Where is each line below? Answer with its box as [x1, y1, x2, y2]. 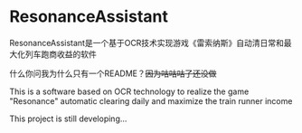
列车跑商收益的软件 [24, 48, 97, 60]
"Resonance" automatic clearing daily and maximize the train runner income [9, 95, 293, 106]
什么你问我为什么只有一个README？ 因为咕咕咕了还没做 [9, 68, 217, 79]
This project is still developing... [9, 113, 127, 124]
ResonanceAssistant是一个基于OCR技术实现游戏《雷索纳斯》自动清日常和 [9, 37, 285, 48]
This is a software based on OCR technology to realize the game [9, 86, 250, 97]
